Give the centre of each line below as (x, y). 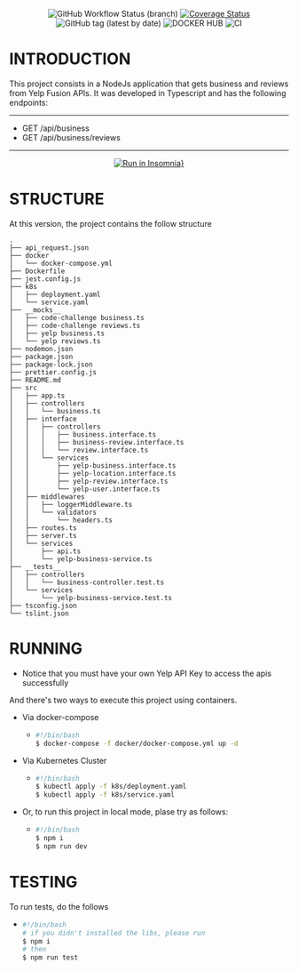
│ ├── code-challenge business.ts (77, 317)
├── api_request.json (49, 248)
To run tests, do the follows (59, 906)
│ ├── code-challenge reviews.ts (75, 325)
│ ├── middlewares (47, 497)
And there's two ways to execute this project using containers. (123, 700)
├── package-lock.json (51, 365)
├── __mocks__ (35, 310)
